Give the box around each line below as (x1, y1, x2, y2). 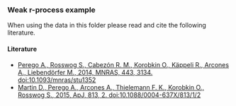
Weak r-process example (7, 5, 96, 15)
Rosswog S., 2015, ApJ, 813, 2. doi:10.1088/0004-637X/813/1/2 (17, 90, 201, 99)
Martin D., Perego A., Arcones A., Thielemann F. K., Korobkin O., (17, 83, 204, 91)
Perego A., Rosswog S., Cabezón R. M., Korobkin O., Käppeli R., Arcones (17, 60, 229, 69)
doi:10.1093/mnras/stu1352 (17, 76, 96, 84)
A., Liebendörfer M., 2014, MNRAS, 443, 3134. (17, 68, 153, 76)
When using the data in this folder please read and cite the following (7, 21, 207, 30)
